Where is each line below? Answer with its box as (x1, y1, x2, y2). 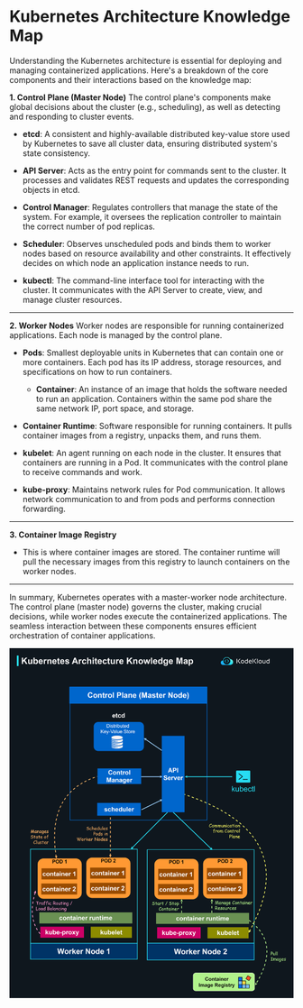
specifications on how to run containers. (22, 366, 173, 377)
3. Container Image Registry (9, 529, 117, 540)
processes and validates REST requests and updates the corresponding (22, 174, 289, 186)
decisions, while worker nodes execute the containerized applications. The (9, 610, 288, 621)
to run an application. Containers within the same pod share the (35, 393, 272, 404)
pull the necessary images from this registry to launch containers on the (22, 556, 290, 567)
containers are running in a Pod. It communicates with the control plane (22, 457, 289, 468)
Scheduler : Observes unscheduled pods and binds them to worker (22, 238, 271, 249)
